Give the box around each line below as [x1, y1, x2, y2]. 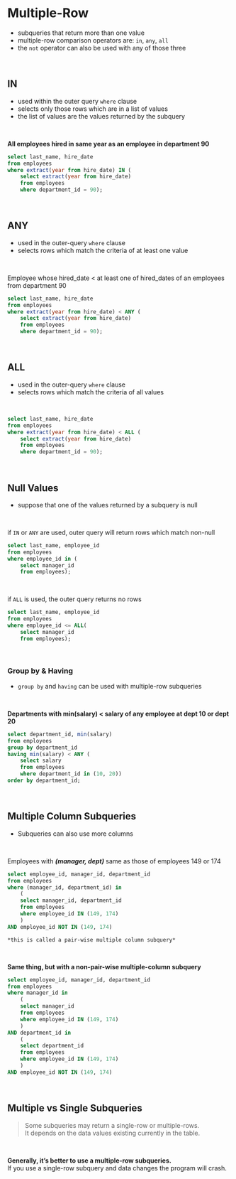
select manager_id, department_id [20, 897, 122, 904]
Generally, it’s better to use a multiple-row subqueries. [7, 1156, 172, 1165]
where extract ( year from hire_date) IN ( [7, 166, 132, 173]
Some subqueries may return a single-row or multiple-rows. [24, 1121, 200, 1129]
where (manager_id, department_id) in [7, 883, 122, 891]
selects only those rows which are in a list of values [17, 104, 169, 113]
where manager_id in [7, 989, 69, 996]
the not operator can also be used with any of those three [17, 43, 186, 52]
